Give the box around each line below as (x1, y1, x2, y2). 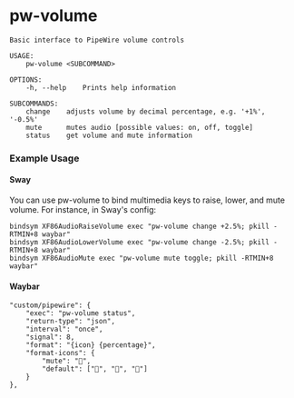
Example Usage (9, 152, 80, 164)
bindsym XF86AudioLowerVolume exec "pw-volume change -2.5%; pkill (9, 238, 270, 247)
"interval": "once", (25, 324, 103, 334)
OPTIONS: (9, 75, 43, 85)
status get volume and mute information (25, 131, 193, 140)
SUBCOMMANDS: (9, 99, 59, 108)
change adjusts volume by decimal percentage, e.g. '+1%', (25, 106, 266, 116)
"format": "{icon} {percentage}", (25, 341, 156, 350)
